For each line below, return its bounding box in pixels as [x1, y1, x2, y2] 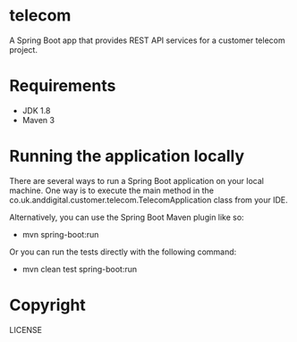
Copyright [9, 296, 87, 315]
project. [9, 44, 38, 54]
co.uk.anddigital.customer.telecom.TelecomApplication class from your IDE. [9, 194, 288, 205]
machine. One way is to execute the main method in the [9, 185, 215, 196]
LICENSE [9, 324, 43, 335]
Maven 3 [21, 114, 55, 125]
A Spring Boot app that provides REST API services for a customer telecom [9, 35, 285, 46]
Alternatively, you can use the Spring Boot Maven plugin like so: [9, 212, 244, 222]
